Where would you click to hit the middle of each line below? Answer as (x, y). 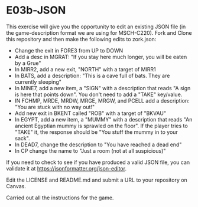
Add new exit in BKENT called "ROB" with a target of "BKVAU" (90, 113)
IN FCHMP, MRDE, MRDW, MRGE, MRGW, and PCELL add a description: (102, 100)
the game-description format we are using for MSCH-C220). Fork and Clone (99, 32)
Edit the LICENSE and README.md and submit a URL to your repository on (97, 180)
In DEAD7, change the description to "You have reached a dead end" (98, 144)
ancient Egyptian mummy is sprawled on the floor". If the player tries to (101, 126)
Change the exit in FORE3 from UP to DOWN (69, 50)
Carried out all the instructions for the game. (60, 198)
